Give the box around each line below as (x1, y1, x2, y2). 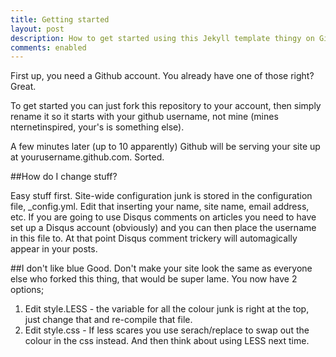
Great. (10, 81, 37, 93)
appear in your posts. (10, 243, 98, 255)
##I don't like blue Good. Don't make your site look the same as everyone (10, 262, 313, 275)
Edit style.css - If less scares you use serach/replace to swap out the (24, 324, 310, 336)
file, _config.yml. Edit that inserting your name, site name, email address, (10, 201, 310, 213)
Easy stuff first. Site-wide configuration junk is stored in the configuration (10, 190, 313, 202)
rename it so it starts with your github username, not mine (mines (10, 111, 279, 123)
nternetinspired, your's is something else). (10, 121, 185, 133)
